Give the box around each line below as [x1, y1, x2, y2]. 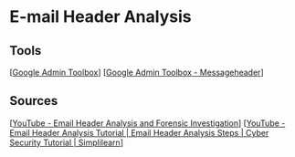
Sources [9, 93, 58, 109]
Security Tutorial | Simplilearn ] [9, 137, 123, 148]
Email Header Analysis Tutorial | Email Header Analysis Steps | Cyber [9, 127, 269, 138]
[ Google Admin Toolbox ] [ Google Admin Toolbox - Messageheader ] [9, 67, 264, 78]
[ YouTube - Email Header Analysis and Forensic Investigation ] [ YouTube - [9, 117, 286, 129]
